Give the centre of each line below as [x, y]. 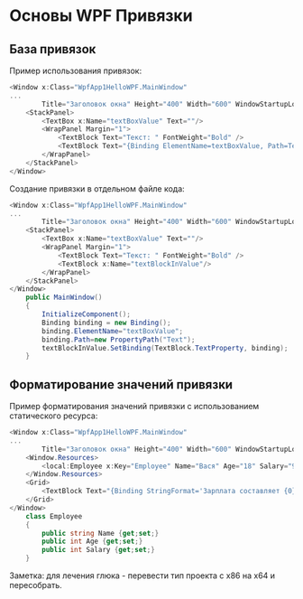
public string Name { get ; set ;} [101, 533]
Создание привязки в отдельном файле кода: [97, 188]
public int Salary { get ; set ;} [98, 550]
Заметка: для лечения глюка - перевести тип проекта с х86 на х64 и [142, 576]
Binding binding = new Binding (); [106, 323]
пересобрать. [36, 585]
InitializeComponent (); [86, 314]
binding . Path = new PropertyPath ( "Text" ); [119, 340]
